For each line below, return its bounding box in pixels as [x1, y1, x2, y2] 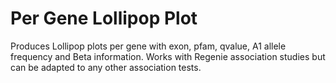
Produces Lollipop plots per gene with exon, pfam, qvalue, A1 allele [10, 40, 287, 52]
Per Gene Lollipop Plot [10, 7, 198, 30]
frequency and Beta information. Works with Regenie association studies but [10, 50, 326, 62]
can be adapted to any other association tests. [10, 61, 202, 73]
